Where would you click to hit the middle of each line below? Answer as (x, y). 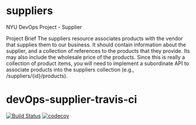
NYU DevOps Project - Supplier (44, 27)
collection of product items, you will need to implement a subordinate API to (98, 63)
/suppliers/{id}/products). (37, 76)
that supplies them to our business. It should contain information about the (96, 45)
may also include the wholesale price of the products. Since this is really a (96, 57)
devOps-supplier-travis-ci (72, 99)
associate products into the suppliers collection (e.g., (70, 69)
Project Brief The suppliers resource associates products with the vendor (94, 38)
